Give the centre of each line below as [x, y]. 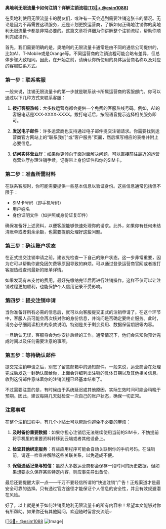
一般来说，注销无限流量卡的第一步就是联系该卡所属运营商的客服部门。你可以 [83, 91]
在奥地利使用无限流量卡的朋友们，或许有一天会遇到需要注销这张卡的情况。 [81, 18]
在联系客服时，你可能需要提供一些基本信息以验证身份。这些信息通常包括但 [81, 186]
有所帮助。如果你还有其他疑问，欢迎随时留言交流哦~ [59, 511]
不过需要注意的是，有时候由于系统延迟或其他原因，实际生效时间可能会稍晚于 [83, 390]
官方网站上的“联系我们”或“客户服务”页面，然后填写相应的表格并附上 [90, 137]
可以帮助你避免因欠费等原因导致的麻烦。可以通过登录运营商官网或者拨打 [87, 264]
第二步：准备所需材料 [30, 174]
